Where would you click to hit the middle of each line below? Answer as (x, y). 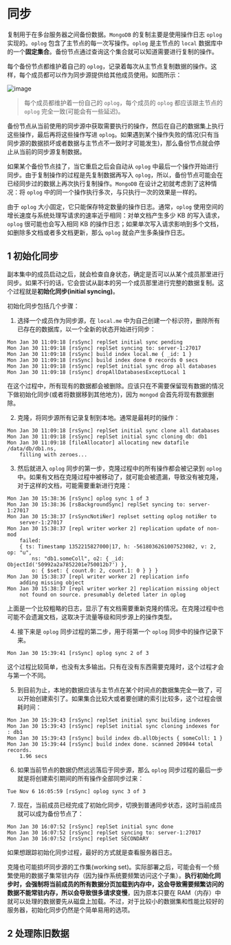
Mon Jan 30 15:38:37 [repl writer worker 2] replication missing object (113, 588)
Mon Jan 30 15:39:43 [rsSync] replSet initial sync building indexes (109, 720)
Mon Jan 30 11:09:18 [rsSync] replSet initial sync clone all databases (113, 430)
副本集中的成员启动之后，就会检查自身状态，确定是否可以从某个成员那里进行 (115, 274)
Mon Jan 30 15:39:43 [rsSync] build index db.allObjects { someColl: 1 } (115, 738)
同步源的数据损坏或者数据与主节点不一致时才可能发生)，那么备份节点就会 (111, 143)
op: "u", (20, 553)
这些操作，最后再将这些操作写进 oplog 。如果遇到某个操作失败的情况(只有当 (113, 134)
